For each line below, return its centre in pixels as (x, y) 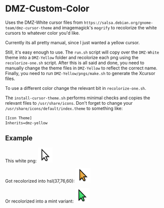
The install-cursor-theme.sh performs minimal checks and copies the (78, 98)
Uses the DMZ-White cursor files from (44, 22)
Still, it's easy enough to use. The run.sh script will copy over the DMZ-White (82, 52)
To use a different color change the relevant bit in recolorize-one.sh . (76, 88)
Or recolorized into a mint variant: (40, 201)
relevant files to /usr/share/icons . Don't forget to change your (69, 103)
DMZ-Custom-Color (47, 9)
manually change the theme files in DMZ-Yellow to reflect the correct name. (81, 68)
